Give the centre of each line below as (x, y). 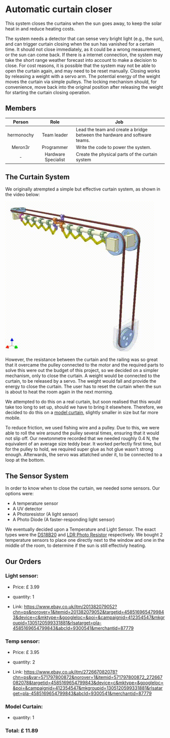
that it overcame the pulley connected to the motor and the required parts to (84, 365)
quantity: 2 (24, 662)
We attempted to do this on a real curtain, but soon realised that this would (83, 402)
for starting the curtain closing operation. (48, 92)
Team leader (55, 135)
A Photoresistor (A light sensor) (45, 514)
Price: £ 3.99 (26, 587)
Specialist (55, 160)
